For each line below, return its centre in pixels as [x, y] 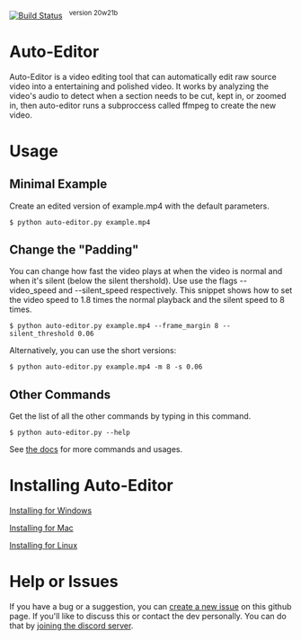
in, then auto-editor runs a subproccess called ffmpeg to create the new [143, 105]
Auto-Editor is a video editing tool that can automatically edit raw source [143, 76]
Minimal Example [58, 184]
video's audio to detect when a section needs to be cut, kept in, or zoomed [148, 95]
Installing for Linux [44, 546]
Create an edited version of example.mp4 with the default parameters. [139, 206]
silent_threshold [42, 334]
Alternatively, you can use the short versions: [93, 351]
